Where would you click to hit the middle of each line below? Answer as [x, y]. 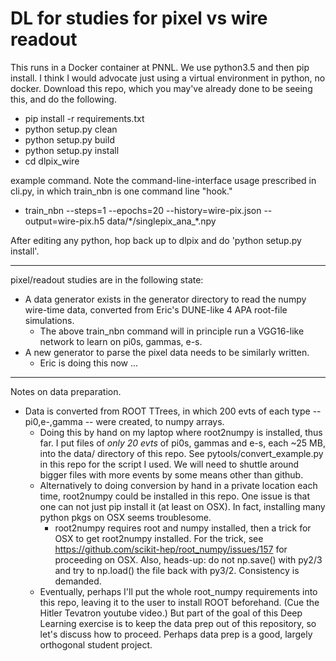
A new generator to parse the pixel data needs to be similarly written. [167, 352]
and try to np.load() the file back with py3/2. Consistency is [177, 570]
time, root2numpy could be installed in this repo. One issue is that [175, 496]
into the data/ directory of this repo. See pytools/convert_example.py [181, 453]
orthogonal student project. [96, 644]
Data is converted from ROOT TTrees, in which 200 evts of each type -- [173, 411]
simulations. [49, 320]
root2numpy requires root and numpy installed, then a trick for [183, 528]
